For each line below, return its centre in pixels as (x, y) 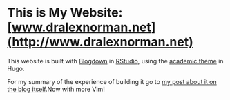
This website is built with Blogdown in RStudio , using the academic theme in (115, 61)
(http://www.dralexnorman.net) (100, 42)
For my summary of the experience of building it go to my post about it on (112, 81)
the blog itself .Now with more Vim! (56, 89)
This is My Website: (65, 13)
